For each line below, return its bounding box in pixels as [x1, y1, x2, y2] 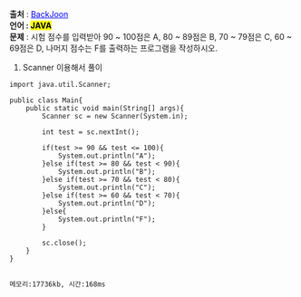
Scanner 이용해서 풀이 [22, 62, 102, 72]
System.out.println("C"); [57, 183, 156, 192]
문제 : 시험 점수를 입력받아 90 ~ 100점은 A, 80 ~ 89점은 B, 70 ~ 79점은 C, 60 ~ [9, 32, 293, 42]
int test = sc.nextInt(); [42, 128, 141, 137]
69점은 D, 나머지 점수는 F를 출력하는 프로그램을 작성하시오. [9, 43, 218, 53]
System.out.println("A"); [57, 151, 156, 160]
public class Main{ [9, 96, 83, 105]
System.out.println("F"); [57, 215, 156, 224]
